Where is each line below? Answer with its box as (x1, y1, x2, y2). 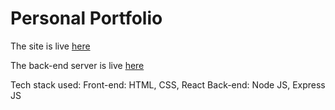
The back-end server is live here (10, 59, 145, 71)
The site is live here (10, 40, 91, 52)
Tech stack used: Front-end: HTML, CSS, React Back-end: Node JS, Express (10, 78, 326, 91)
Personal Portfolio (10, 7, 163, 30)
